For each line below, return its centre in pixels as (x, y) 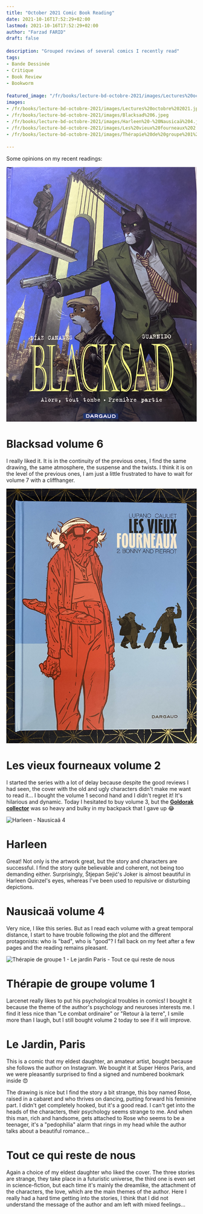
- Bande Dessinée (28, 64)
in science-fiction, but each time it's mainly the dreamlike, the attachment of (101, 1185)
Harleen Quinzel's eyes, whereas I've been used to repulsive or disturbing (98, 880)
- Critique (20, 70)
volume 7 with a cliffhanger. (41, 480)
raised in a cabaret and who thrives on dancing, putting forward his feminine (101, 1099)
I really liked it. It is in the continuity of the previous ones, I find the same (96, 461)
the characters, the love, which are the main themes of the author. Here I (97, 1192)
